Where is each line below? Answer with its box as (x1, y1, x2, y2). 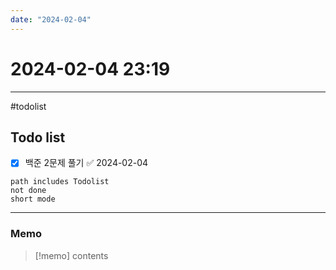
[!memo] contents (34, 249, 109, 261)
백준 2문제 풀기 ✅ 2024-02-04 (24, 157, 149, 169)
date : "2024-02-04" (10, 14, 92, 25)
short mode (10, 194, 56, 205)
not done (10, 186, 47, 196)
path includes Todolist (10, 177, 110, 187)
